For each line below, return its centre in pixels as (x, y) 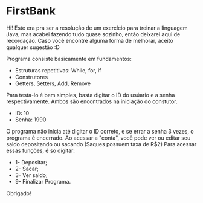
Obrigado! (19, 193)
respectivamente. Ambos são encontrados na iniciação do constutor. (92, 101)
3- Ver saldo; (31, 175)
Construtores (31, 77)
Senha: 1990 (31, 120)
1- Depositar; (31, 162)
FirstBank (31, 11)
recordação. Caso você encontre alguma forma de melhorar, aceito (90, 40)
